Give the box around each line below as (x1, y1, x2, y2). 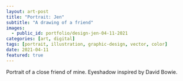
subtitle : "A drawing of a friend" (6, 19, 94, 25)
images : (6, 25, 25, 31)
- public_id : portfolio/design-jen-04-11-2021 (11, 31, 128, 36)
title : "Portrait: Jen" (6, 14, 65, 20)
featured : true (6, 52, 44, 58)
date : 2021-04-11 (6, 47, 49, 53)
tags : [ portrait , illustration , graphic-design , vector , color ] (6, 42, 168, 48)
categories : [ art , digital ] (6, 36, 76, 42)
